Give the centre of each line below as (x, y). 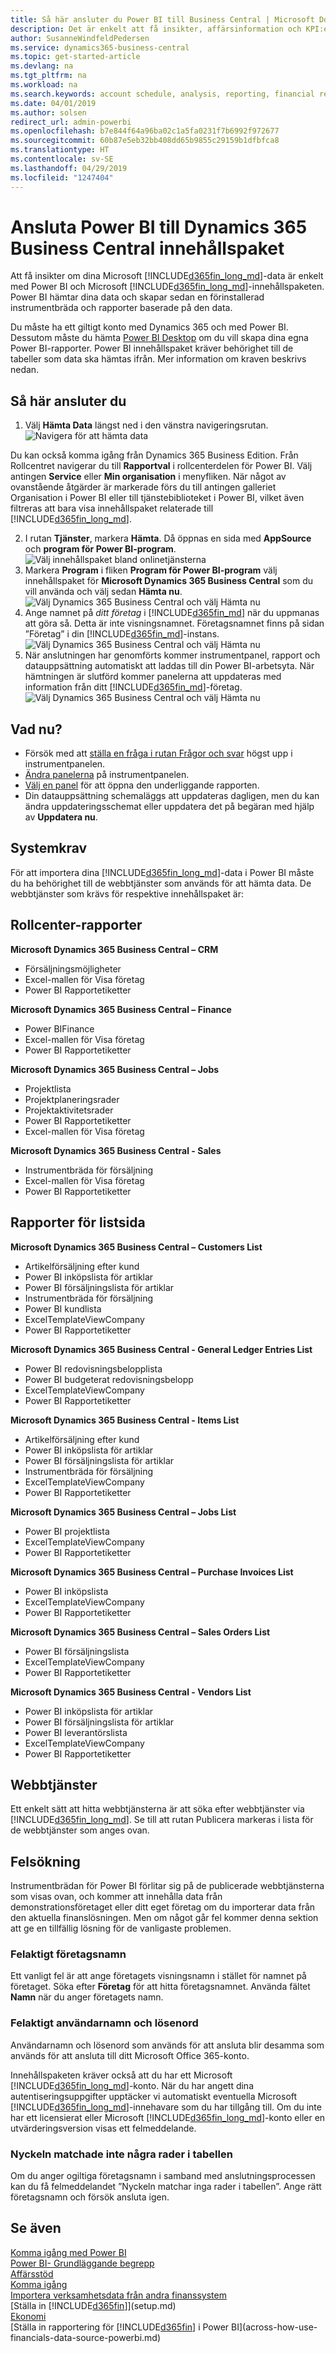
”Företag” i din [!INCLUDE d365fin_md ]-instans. (122, 634)
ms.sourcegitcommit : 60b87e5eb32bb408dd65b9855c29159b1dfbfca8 (145, 141)
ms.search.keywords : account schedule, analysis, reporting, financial (162, 94)
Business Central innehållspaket (147, 248)
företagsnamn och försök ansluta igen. (90, 2197)
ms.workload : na (44, 85)
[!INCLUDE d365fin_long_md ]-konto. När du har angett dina (132, 2085)
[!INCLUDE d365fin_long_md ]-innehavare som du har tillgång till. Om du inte (166, 2107)
